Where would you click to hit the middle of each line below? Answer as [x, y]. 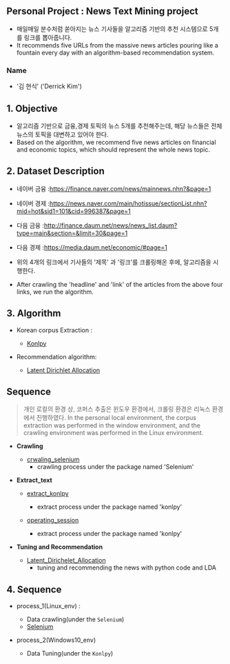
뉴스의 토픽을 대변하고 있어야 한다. [62, 134]
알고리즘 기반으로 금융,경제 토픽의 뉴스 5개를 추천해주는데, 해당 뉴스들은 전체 [119, 125]
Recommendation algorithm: [56, 356]
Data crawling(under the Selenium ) [75, 619]
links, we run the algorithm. [55, 292]
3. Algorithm [34, 313]
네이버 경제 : [33, 203]
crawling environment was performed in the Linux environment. [113, 433]
